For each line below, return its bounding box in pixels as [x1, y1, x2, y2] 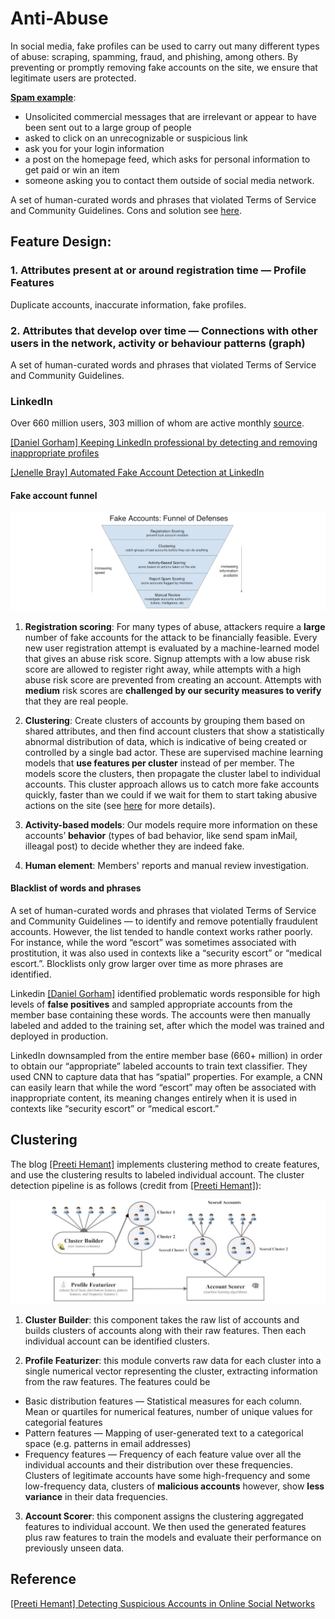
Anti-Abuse [10, 7, 109, 30]
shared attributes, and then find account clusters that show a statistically [24, 725, 325, 737]
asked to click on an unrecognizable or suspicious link [24, 132, 248, 144]
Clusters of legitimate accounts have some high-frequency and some [24, 1469, 311, 1481]
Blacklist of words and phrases [10, 882, 142, 894]
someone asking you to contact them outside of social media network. [24, 174, 315, 186]
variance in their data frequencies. [24, 1490, 168, 1502]
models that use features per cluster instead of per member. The [24, 757, 295, 769]
